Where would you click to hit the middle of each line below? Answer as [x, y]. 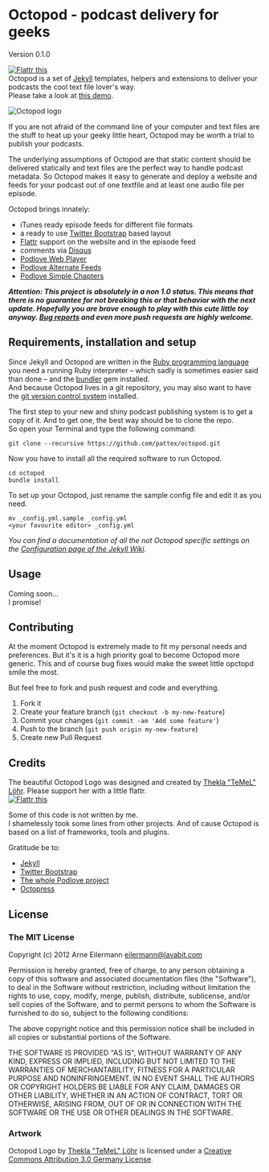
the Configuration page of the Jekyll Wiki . [77, 549]
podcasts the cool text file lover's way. [72, 87]
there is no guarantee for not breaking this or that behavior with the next [132, 300]
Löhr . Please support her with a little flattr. [77, 791]
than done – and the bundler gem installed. [79, 379]
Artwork [25, 1133]
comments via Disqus [56, 250]
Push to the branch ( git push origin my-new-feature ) [109, 729]
